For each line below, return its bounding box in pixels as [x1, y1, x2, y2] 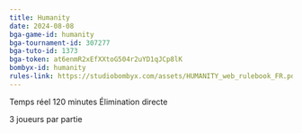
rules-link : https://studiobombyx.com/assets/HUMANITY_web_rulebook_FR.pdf [9, 72, 299, 81]
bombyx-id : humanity [9, 64, 87, 73]
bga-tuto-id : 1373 [9, 47, 78, 56]
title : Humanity [9, 13, 70, 22]
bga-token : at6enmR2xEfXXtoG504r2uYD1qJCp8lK [9, 55, 182, 64]
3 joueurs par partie [9, 113, 83, 124]
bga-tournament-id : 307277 [9, 38, 111, 48]
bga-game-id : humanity [9, 30, 94, 39]
